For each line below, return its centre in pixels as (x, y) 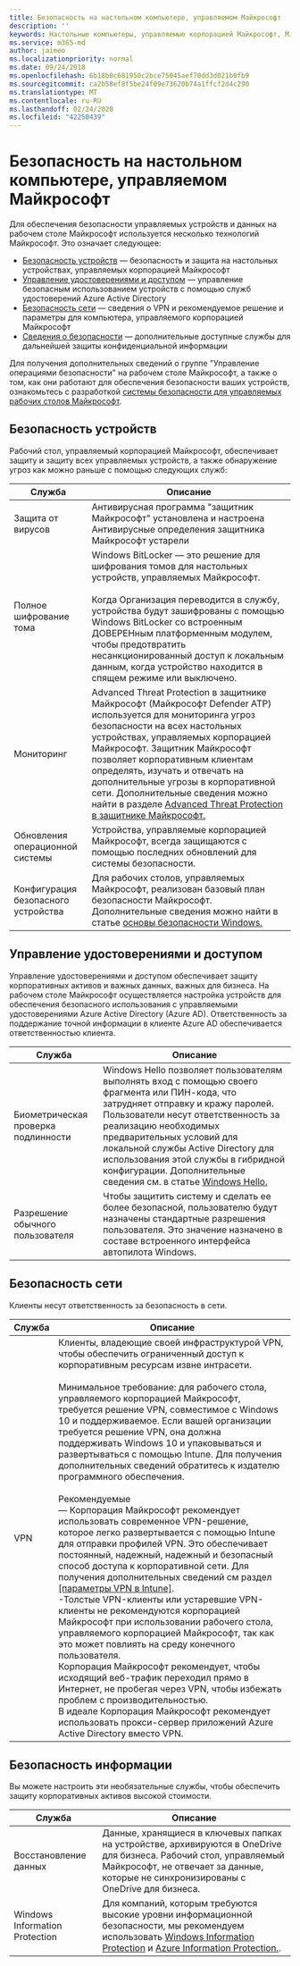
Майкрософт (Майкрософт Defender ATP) (182, 703)
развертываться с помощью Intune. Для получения (170, 1454)
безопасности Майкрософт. (152, 900)
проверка (35, 1125)
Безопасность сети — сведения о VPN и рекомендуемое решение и (153, 308)
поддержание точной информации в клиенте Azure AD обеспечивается (146, 1023)
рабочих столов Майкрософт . (66, 401)
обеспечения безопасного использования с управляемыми (124, 1004)
